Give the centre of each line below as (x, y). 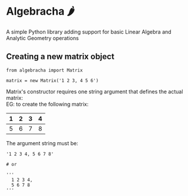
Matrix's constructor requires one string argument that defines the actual (95, 92)
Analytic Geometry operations (42, 38)
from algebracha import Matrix (44, 70)
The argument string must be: (42, 143)
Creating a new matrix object (60, 57)
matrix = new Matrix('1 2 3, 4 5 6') (52, 80)
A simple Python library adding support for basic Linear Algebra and (89, 32)
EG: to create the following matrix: (47, 104)
